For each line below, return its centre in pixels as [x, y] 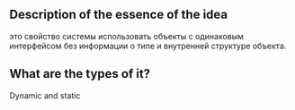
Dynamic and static [45, 95]
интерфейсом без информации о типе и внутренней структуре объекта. [148, 46]
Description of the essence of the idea [118, 15]
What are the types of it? [80, 74]
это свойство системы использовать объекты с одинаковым [127, 36]
